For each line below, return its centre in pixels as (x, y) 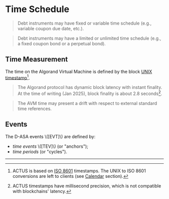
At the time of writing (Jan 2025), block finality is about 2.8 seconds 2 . (90, 93)
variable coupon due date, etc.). (51, 28)
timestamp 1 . (18, 77)
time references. (34, 109)
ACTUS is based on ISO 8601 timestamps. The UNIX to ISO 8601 (79, 171)
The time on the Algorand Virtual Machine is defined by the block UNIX (79, 71)
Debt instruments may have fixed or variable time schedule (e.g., (84, 23)
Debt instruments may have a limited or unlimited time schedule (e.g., (89, 38)
